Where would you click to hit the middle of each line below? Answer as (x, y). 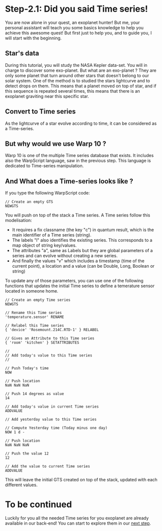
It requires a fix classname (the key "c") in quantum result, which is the (83, 230)
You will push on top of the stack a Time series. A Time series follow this (78, 215)
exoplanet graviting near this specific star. (47, 96)
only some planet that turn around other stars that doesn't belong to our (77, 75)
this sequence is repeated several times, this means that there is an (72, 91)
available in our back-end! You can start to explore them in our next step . (78, 523)
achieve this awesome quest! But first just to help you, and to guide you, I (78, 33)
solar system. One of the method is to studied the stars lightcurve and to (78, 80)
